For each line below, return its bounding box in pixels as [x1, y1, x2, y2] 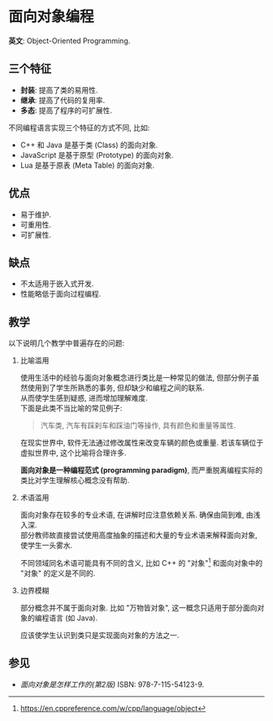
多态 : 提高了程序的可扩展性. [19, 105, 112, 115]
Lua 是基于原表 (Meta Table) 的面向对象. [19, 160, 155, 170]
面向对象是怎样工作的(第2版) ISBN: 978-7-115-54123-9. [19, 680, 205, 689]
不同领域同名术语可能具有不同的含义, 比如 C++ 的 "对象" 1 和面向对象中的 [19, 557, 263, 567]
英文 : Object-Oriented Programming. [8, 36, 131, 46]
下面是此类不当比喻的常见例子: [19, 403, 123, 413]
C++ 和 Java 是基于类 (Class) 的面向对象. [19, 140, 158, 150]
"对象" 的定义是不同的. [19, 568, 96, 578]
